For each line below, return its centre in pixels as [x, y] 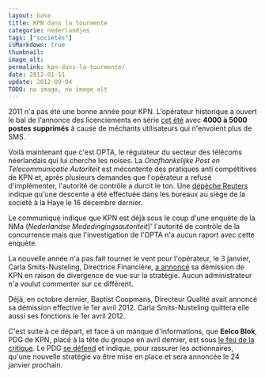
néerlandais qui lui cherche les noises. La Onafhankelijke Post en [114, 161]
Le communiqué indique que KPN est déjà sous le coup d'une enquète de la [132, 218]
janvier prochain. [36, 365]
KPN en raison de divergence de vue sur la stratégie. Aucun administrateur [130, 276]
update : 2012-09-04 [40, 82]
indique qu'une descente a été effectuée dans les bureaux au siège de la [127, 194]
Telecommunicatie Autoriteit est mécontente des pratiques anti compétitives [132, 169]
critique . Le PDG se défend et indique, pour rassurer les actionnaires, [121, 348]
